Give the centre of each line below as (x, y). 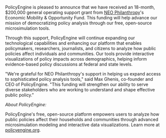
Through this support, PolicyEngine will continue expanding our (70, 38)
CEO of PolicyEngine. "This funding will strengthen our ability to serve (77, 84)
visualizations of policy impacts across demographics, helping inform (76, 59)
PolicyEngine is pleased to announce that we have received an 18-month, (80, 7)
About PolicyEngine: (26, 104)
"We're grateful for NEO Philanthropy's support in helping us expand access (83, 74)
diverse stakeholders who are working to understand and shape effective (80, 90)
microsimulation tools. (28, 28)
